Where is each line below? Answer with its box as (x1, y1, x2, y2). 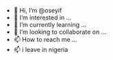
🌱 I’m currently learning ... (13, 21, 87, 28)
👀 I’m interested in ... (13, 13, 72, 22)
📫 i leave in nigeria (13, 46, 68, 53)
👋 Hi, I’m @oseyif (13, 7, 62, 14)
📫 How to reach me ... (13, 36, 77, 43)
